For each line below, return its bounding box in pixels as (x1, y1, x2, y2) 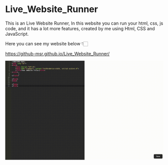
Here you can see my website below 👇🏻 (5, 40, 88, 46)
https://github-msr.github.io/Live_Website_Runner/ (5, 50, 110, 56)
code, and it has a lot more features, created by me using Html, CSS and (5, 25, 155, 31)
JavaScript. (5, 31, 29, 37)
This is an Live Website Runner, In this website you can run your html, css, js (5, 20, 163, 26)
